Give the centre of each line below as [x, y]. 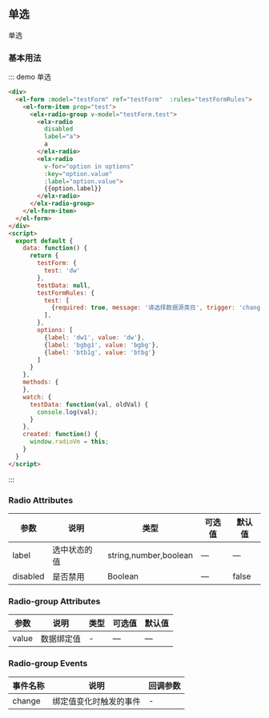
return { [44, 256]
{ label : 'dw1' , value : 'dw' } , [94, 337]
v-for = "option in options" [89, 166]
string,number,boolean [151, 556]
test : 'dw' [62, 271]
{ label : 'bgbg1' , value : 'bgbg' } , [101, 345]
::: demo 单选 [30, 77]
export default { [44, 241]
